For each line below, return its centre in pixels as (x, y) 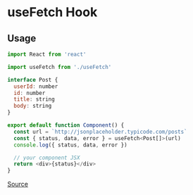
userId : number (36, 86)
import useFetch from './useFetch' (60, 67)
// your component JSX (47, 158)
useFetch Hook (52, 12)
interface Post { (33, 80)
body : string (33, 106)
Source (18, 184)
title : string (34, 99)
